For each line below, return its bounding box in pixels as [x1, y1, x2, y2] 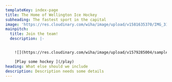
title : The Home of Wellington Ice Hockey [5, 12, 97, 17]
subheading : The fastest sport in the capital [5, 17, 106, 22]
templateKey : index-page [5, 7, 58, 13]
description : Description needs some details [5, 69, 104, 74]
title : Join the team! [10, 31, 58, 36]
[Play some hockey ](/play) [14, 59, 74, 64]
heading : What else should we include [5, 64, 88, 69]
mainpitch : [5, 27, 29, 32]
